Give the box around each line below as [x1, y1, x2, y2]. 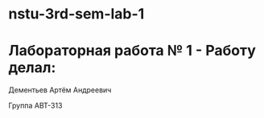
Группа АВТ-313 [8, 101, 63, 111]
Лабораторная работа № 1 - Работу [8, 42, 256, 60]
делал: [8, 59, 56, 77]
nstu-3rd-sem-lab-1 [8, 5, 145, 23]
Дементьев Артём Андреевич [8, 85, 112, 95]
